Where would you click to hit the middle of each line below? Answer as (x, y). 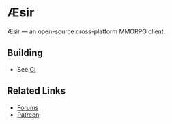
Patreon (28, 115)
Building (25, 53)
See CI (26, 69)
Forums (28, 107)
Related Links (37, 91)
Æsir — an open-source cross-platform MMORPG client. (86, 31)
